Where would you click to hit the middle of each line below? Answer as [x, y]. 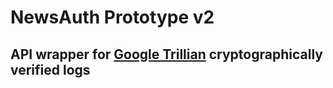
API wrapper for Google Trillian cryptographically [166, 54]
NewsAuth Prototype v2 [112, 17]
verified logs [50, 69]
